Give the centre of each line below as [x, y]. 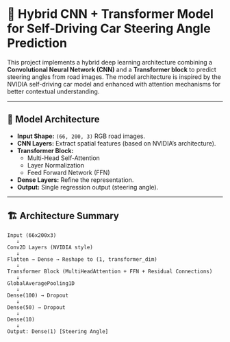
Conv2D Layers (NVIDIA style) [50, 247]
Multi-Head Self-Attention [64, 158]
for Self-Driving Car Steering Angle [109, 28]
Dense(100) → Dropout [38, 295]
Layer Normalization [55, 165]
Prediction [37, 43]
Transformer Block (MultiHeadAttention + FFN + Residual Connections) [110, 271]
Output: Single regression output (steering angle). [88, 187]
